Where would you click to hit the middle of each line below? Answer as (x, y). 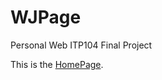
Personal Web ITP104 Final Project (81, 45)
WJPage (46, 17)
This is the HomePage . (57, 64)
